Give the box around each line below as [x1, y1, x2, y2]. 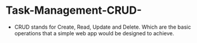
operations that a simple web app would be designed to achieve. [14, 29, 175, 36]
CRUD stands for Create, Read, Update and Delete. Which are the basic [14, 23, 192, 30]
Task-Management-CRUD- [5, 4, 142, 17]
